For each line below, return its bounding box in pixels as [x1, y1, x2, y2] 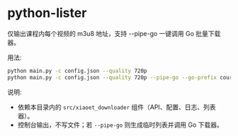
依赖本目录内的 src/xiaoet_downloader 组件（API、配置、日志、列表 [17, 103, 216, 111]
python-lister [7, 5, 87, 21]
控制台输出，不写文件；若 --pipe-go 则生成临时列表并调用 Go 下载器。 [17, 120, 223, 129]
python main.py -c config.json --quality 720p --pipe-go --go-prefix [7, 74, 217, 81]
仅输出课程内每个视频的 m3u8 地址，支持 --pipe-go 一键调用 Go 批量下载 [7, 29, 221, 38]
